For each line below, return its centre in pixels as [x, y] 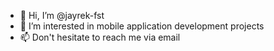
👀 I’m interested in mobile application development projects [142, 26]
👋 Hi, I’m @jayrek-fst [62, 15]
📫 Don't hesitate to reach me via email [100, 37]
